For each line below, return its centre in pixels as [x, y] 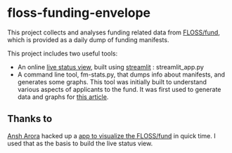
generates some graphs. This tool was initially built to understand [112, 81]
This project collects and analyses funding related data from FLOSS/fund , [114, 32]
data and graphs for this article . [63, 97]
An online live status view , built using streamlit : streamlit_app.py [110, 67]
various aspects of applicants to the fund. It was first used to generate [119, 89]
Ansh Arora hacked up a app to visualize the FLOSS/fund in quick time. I [111, 135]
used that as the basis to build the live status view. [80, 143]
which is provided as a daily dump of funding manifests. [88, 39]
